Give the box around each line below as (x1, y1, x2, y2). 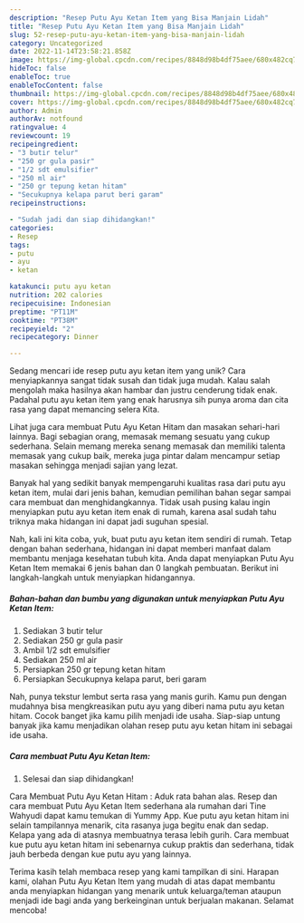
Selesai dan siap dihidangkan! (22, 773, 134, 784)
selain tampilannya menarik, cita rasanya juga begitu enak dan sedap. (9, 820, 269, 831)
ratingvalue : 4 (9, 123, 67, 132)
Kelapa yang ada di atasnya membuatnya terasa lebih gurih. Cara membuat (9, 830, 290, 840)
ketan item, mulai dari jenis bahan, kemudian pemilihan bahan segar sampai (9, 487, 291, 499)
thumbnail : (9, 89, 51, 98)
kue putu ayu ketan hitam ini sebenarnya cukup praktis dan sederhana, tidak (9, 840, 294, 850)
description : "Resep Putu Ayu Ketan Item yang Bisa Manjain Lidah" (9, 13, 270, 23)
